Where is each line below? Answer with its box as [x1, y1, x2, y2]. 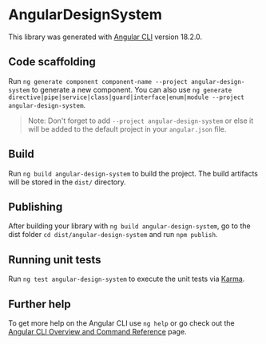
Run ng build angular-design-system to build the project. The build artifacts [8, 168, 258, 178]
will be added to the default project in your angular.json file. [27, 124, 227, 133]
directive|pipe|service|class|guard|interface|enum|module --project [8, 93, 245, 101]
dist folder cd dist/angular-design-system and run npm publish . [8, 230, 218, 239]
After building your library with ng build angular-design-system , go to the [8, 221, 251, 231]
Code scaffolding [8, 55, 96, 69]
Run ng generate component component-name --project [8, 76, 188, 85]
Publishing [8, 200, 63, 213]
